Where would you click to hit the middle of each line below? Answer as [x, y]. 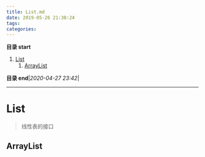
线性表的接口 [37, 127]
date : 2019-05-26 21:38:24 [41, 18]
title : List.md [26, 12]
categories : [21, 29]
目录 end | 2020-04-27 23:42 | [43, 78]
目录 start [19, 47]
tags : [13, 23]
